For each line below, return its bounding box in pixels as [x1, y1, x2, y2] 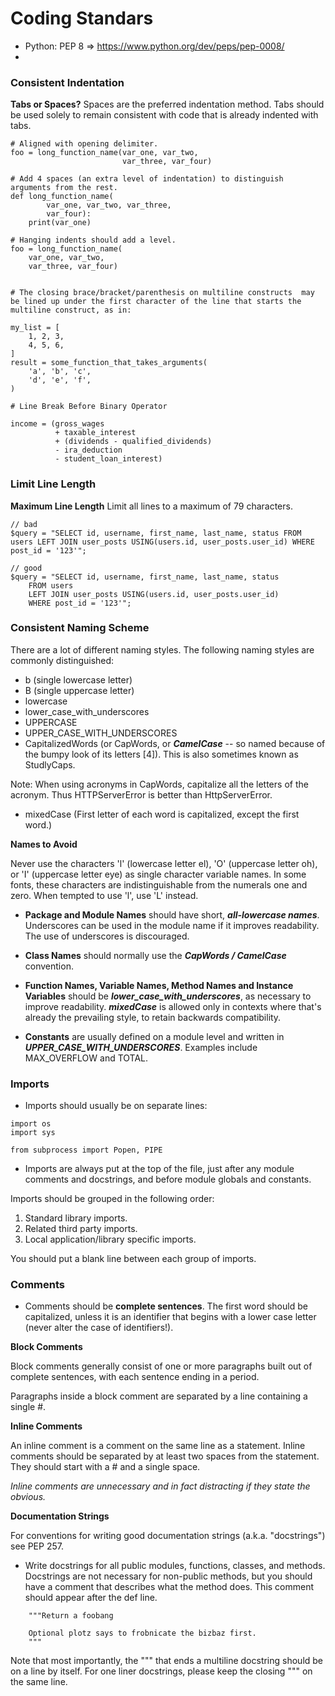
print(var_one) [28, 218, 92, 228]
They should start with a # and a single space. [10, 1461, 201, 1473]
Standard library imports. [24, 1212, 128, 1224]
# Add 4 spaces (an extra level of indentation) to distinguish [10, 174, 284, 184]
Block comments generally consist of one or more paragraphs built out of [10, 1360, 313, 1372]
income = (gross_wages [10, 419, 105, 429]
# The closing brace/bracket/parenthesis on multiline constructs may [10, 288, 315, 298]
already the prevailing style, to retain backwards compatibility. [24, 1011, 282, 1023]
